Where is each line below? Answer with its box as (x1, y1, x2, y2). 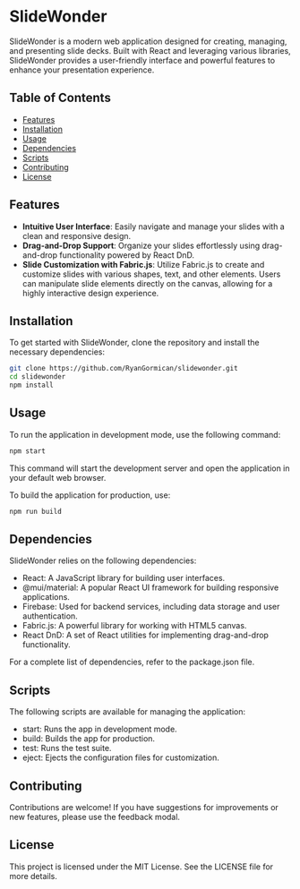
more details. (9, 870, 58, 881)
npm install (9, 380, 54, 390)
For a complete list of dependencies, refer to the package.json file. (9, 656, 255, 668)
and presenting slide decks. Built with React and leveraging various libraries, (9, 45, 291, 56)
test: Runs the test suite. (21, 743, 112, 754)
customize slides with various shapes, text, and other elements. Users (21, 269, 281, 279)
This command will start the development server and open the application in (9, 463, 290, 474)
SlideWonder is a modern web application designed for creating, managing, (9, 36, 287, 47)
